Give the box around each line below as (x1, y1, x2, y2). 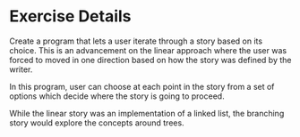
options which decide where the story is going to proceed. (9, 91, 226, 101)
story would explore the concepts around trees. (9, 117, 185, 128)
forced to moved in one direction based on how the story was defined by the (9, 54, 292, 65)
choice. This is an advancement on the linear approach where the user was (9, 44, 287, 55)
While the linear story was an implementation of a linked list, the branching (9, 108, 285, 118)
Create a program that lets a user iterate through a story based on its (9, 36, 262, 46)
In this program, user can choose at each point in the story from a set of (9, 81, 275, 92)
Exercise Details (9, 6, 132, 27)
